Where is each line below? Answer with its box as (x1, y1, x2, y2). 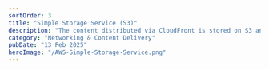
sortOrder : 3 (8, 11, 52, 20)
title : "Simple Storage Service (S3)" (8, 19, 138, 27)
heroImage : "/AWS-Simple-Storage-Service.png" (8, 48, 167, 56)
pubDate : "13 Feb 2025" (8, 41, 88, 49)
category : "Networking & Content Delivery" (8, 33, 156, 42)
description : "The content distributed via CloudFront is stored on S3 (8, 26, 252, 34)
